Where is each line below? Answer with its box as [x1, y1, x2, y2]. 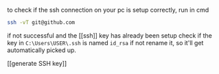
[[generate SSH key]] [7, 59, 67, 67]
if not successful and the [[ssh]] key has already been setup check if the [7, 31, 213, 40]
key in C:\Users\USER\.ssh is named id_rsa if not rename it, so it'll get [7, 38, 204, 47]
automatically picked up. [7, 46, 77, 54]
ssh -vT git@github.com [7, 19, 76, 26]
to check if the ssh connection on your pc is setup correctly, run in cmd [7, 6, 209, 14]
